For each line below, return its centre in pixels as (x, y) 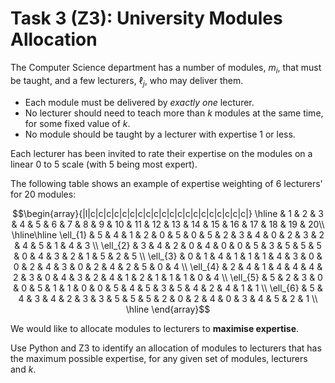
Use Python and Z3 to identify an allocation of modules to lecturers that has (166, 348)
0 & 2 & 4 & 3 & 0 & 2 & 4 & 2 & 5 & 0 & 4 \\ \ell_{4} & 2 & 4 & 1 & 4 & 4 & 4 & (168, 266)
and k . (23, 369)
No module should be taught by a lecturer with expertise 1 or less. (160, 134)
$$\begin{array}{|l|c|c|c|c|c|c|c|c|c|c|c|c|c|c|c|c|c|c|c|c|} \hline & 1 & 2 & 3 (168, 213)
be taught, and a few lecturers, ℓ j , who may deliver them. (127, 81)
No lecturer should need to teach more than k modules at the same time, (174, 113)
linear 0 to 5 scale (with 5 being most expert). (104, 164)
